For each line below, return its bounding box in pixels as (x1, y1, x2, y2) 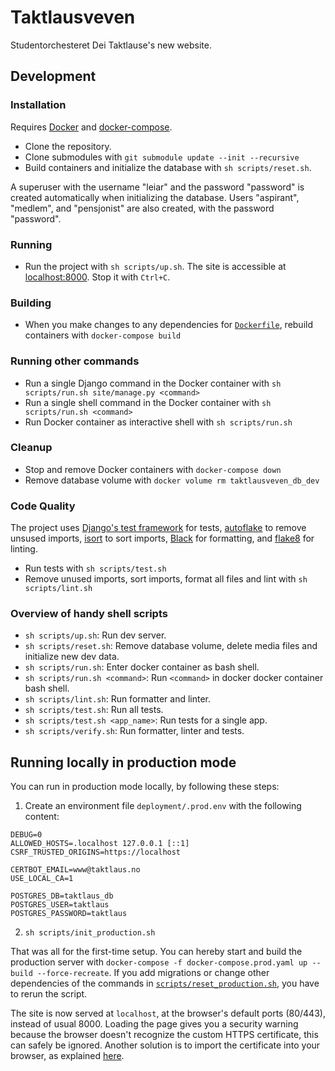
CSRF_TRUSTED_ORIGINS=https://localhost (10, 847, 182, 858)
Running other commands (10, 354, 140, 368)
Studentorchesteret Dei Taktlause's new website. (10, 39, 212, 51)
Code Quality (10, 499, 76, 513)
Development (10, 68, 97, 85)
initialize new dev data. (24, 651, 120, 663)
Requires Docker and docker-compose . (10, 121, 173, 133)
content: (24, 811, 60, 823)
